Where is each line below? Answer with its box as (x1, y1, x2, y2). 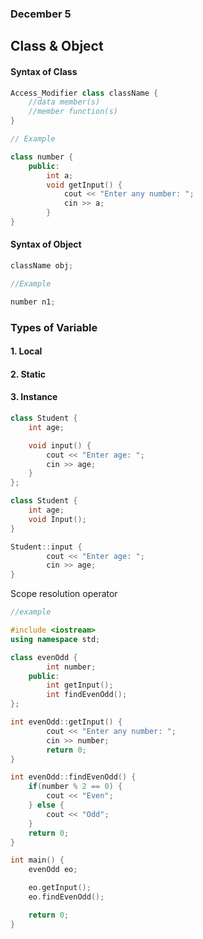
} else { (28, 800, 65, 811)
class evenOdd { (10, 652, 78, 662)
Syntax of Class (10, 65, 78, 77)
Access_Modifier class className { (10, 88, 159, 98)
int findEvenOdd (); (46, 690, 128, 700)
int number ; (46, 662, 97, 672)
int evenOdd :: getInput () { (10, 717, 123, 727)
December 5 (10, 7, 72, 21)
